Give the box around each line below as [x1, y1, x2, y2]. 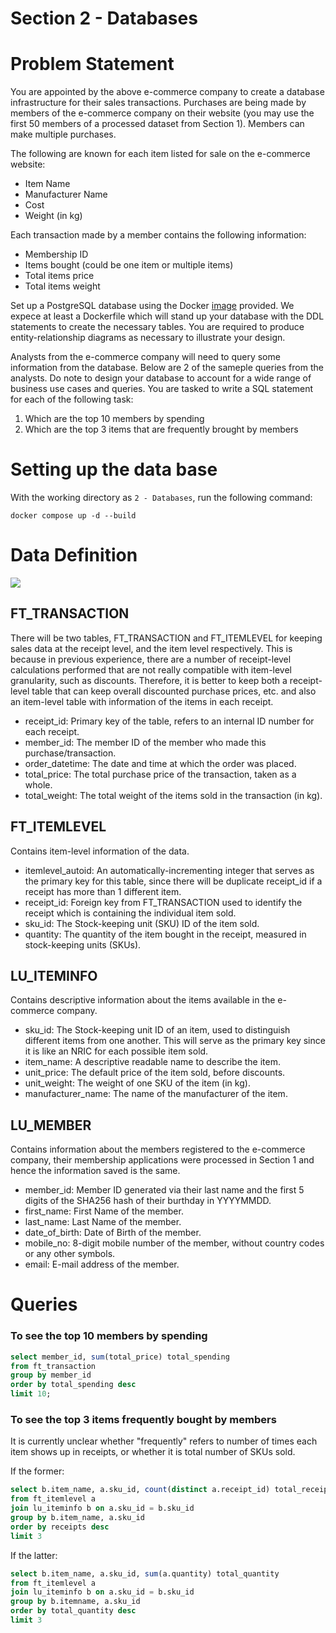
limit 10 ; [10, 1389, 52, 1399]
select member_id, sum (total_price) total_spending [10, 1352, 230, 1362]
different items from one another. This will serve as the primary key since [24, 1035, 326, 1047]
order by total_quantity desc [10, 1606, 137, 1616]
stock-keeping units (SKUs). [24, 938, 142, 951]
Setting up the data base [10, 458, 218, 481]
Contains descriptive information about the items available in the [10, 994, 276, 1006]
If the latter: [10, 1549, 58, 1561]
